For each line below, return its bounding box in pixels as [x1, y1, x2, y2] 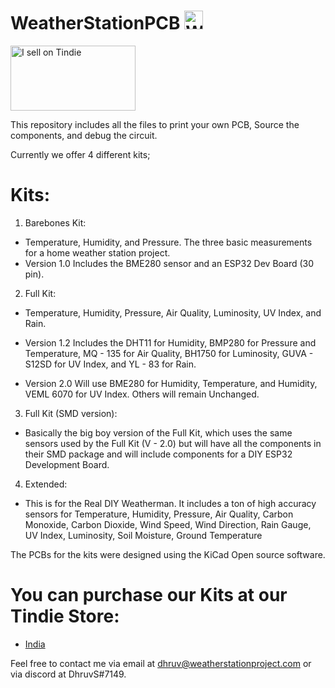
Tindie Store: [10, 605, 120, 628]
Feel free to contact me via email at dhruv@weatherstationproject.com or [10, 657, 312, 669]
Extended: [24, 478, 68, 490]
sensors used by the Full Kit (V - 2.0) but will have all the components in [24, 437, 322, 449]
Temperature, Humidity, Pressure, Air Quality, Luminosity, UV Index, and [24, 306, 322, 319]
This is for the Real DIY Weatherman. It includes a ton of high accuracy [24, 497, 317, 509]
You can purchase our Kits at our [10, 584, 288, 607]
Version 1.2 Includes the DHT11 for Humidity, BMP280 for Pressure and [24, 336, 317, 349]
